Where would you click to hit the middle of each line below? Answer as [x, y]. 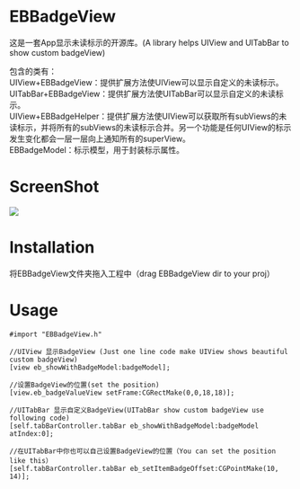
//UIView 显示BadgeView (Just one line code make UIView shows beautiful [149, 351]
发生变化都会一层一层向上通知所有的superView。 [100, 138]
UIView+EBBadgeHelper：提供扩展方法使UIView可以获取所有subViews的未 [148, 116]
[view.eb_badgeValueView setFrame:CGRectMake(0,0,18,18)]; [122, 393]
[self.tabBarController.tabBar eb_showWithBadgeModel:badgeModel [134, 426]
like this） [31, 460]
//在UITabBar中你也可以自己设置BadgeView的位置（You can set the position [143, 451]
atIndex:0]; [31, 433]
